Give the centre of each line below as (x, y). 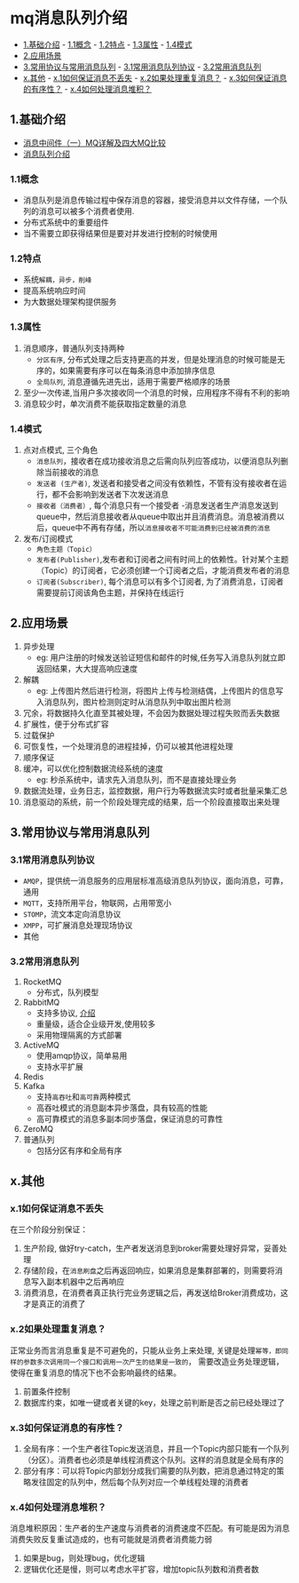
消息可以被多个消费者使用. (87, 211)
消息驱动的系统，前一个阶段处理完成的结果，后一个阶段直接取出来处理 (151, 801)
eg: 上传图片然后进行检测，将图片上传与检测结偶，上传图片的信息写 (160, 690)
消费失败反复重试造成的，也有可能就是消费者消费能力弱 (111, 1539)
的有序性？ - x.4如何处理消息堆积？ (87, 89)
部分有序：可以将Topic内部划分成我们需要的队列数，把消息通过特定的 (150, 1471)
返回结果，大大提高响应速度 (87, 668)
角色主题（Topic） (66, 549)
